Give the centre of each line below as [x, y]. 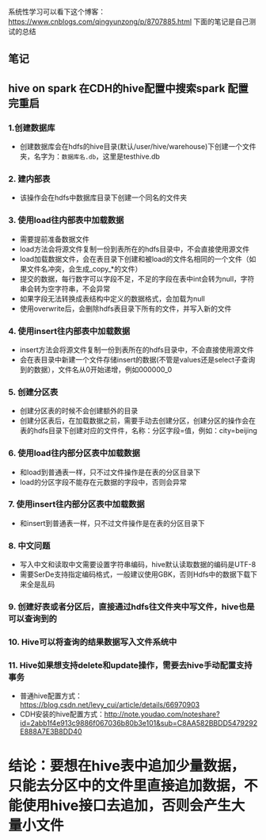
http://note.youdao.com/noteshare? [162, 714]
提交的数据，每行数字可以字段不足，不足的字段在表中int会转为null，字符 [137, 278]
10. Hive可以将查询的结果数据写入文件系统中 [93, 642]
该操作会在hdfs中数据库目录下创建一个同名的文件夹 [103, 198]
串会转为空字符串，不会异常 [65, 289]
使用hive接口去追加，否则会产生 [127, 805]
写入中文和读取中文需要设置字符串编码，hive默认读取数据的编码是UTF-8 [138, 565]
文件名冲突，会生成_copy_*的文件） [84, 269]
